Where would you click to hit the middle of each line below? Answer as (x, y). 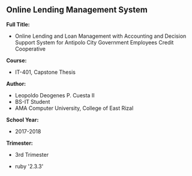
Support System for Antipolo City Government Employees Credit (94, 42)
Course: (16, 60)
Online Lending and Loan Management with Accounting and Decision (100, 36)
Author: (16, 83)
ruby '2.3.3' (29, 166)
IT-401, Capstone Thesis (45, 72)
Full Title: (18, 24)
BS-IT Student (32, 102)
